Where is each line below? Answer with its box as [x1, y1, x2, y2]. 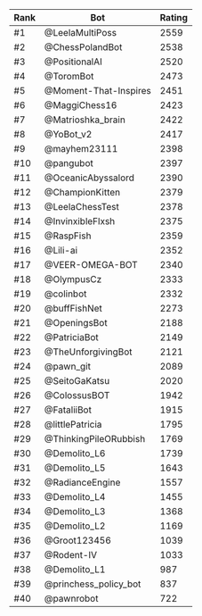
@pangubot [44, 157, 93, 169]
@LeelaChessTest [44, 201, 120, 212]
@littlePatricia [44, 419, 102, 430]
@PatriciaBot [44, 331, 100, 343]
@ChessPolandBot [44, 41, 123, 53]
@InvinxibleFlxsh [44, 215, 116, 227]
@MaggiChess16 [44, 99, 117, 111]
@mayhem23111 [44, 143, 118, 154]
